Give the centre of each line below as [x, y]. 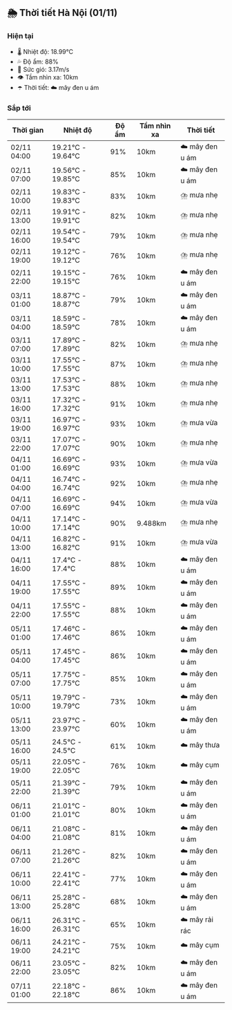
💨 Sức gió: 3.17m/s [43, 69]
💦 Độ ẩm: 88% [38, 62]
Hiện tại [20, 36]
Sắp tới [19, 108]
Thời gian [28, 130]
